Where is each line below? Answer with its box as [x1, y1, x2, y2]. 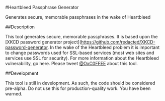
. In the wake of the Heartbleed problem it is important [47, 44, 160, 50]
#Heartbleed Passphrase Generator [5, 5, 79, 10]
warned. [5, 91, 23, 96]
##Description [5, 24, 35, 30]
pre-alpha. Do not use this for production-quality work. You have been [5, 85, 151, 91]
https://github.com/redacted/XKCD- [81, 39, 156, 45]
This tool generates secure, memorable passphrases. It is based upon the [5, 34, 158, 39]
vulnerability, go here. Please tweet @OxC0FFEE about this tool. [5, 61, 138, 66]
